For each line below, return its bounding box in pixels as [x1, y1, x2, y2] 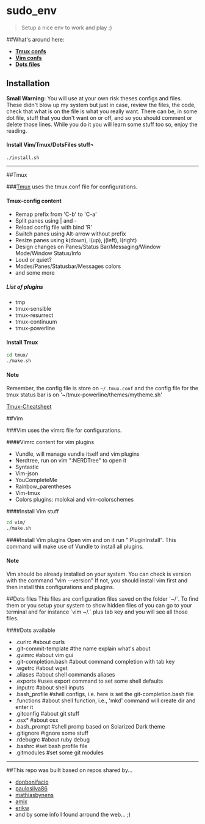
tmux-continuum [15, 318, 57, 325]
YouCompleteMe [15, 477, 58, 484]
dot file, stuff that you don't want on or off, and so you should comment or [6, 114, 193, 121]
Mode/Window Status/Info [15, 250, 82, 257]
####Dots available [6, 626, 56, 634]
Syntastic [15, 463, 39, 471]
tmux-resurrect [15, 311, 54, 319]
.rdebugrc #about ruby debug [15, 736, 90, 743]
